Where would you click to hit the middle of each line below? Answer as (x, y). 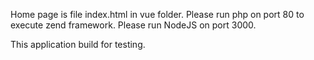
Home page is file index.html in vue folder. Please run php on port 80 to (157, 14)
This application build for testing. (78, 44)
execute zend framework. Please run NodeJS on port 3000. (133, 25)
